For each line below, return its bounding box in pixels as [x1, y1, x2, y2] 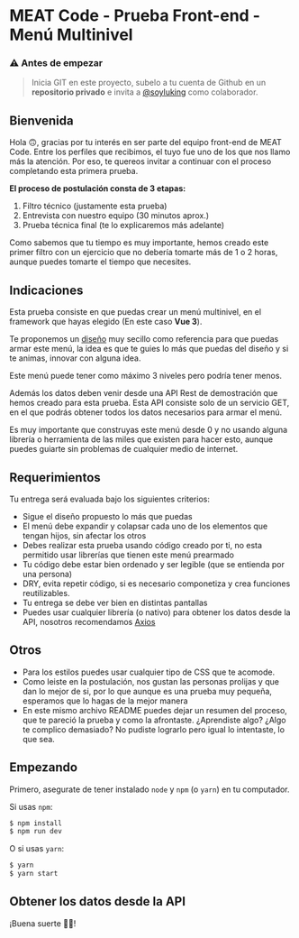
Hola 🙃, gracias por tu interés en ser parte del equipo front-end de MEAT [9, 137, 282, 148]
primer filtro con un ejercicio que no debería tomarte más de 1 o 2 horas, [9, 247, 278, 258]
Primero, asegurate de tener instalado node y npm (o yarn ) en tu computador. [9, 784, 290, 795]
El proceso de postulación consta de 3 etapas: [9, 183, 186, 194]
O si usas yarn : [9, 843, 65, 854]
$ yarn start [9, 869, 59, 878]
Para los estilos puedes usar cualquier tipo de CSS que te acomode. [22, 667, 276, 677]
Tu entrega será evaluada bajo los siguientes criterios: [9, 493, 210, 504]
